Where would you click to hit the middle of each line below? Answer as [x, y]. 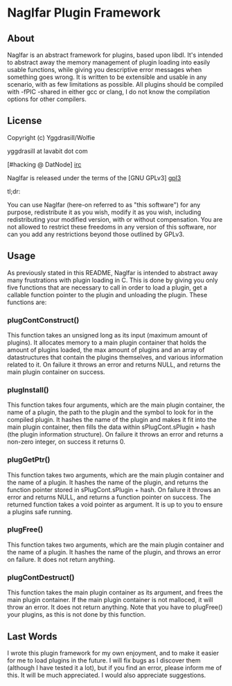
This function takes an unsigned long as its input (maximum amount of [107, 335]
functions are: [27, 302]
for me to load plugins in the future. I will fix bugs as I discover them [104, 660]
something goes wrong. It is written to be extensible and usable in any [107, 77]
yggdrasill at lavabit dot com [47, 151]
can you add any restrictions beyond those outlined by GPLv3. [96, 234]
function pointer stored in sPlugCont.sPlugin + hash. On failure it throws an [114, 489]
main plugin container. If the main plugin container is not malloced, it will [110, 600]
